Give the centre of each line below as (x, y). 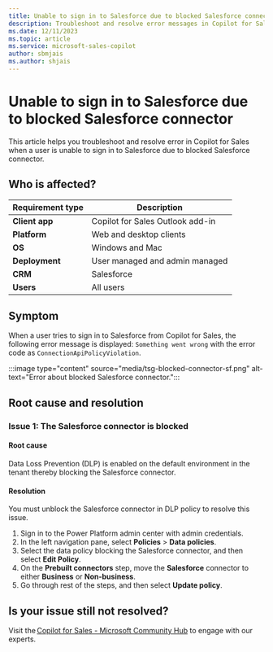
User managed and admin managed (160, 260)
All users (108, 287)
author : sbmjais (36, 54)
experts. (22, 639)
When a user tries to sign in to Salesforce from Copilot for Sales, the (122, 335)
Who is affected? (52, 184)
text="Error (27, 377)
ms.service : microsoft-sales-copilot (72, 46)
